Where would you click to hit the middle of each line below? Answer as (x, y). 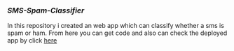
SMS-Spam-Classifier (46, 10)
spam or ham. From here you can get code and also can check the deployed (117, 33)
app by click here (32, 41)
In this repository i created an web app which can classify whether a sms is (116, 26)
